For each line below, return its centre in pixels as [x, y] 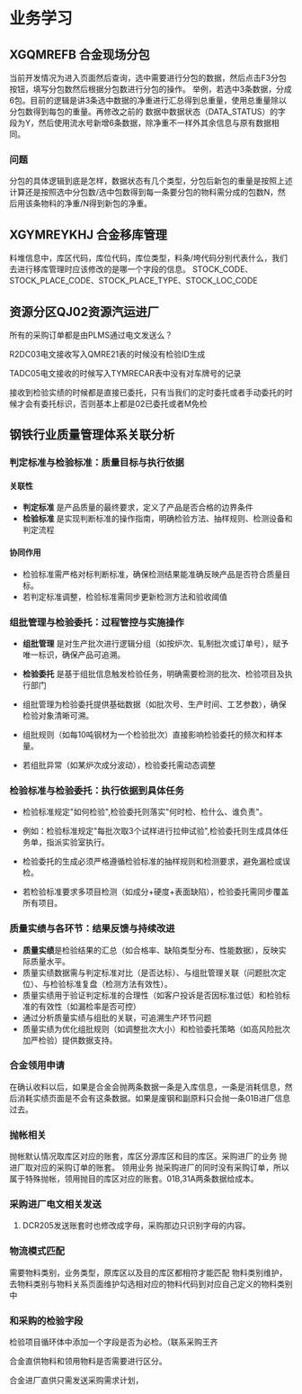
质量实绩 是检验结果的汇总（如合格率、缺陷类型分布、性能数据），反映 [150, 950]
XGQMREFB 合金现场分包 [80, 54]
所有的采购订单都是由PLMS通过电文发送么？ [91, 335]
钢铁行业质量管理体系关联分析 [92, 434]
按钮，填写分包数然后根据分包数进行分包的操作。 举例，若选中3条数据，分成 [151, 89]
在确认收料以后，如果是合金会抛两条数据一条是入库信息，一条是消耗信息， [147, 1087]
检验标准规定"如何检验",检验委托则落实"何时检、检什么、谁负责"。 [145, 812]
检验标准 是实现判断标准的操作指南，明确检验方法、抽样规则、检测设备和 [157, 519]
